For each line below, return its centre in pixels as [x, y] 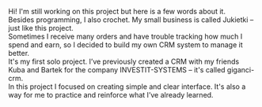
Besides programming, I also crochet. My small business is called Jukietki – [131, 20]
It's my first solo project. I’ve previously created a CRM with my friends [124, 61]
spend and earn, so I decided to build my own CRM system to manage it [125, 45]
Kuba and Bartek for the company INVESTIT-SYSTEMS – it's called [117, 70]
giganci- [241, 70]
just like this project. [41, 28]
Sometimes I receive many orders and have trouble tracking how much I [125, 36]
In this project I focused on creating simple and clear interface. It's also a [127, 87]
